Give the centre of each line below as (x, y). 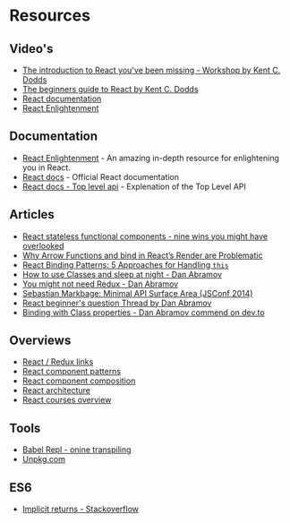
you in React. (47, 167)
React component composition (79, 381)
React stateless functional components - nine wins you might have (145, 236)
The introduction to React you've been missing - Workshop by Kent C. (151, 70)
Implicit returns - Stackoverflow (81, 509)
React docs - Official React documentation (101, 176)
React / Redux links (58, 362)
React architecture (56, 390)
